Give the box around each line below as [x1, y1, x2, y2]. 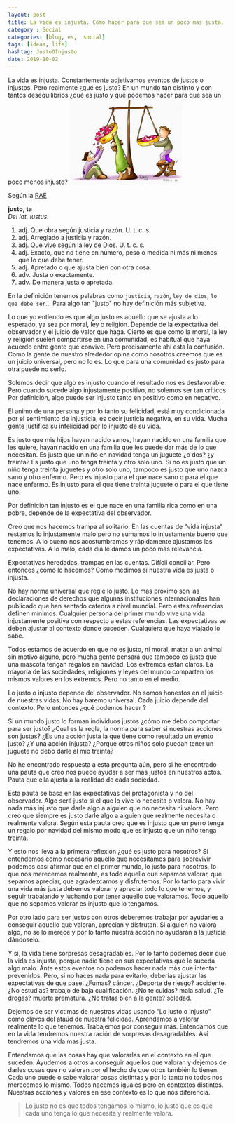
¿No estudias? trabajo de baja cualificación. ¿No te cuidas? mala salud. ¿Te [8, 986, 224, 994]
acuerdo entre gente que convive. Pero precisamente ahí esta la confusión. [8, 342, 225, 351]
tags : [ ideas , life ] [8, 41, 69, 48]
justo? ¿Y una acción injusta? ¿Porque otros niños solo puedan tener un [8, 739, 214, 747]
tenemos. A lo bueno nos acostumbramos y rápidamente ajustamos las [8, 537, 213, 545]
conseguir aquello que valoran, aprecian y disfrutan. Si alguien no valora [8, 920, 217, 929]
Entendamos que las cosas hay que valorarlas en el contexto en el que [8, 1050, 212, 1059]
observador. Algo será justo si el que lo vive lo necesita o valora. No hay [8, 796, 216, 805]
